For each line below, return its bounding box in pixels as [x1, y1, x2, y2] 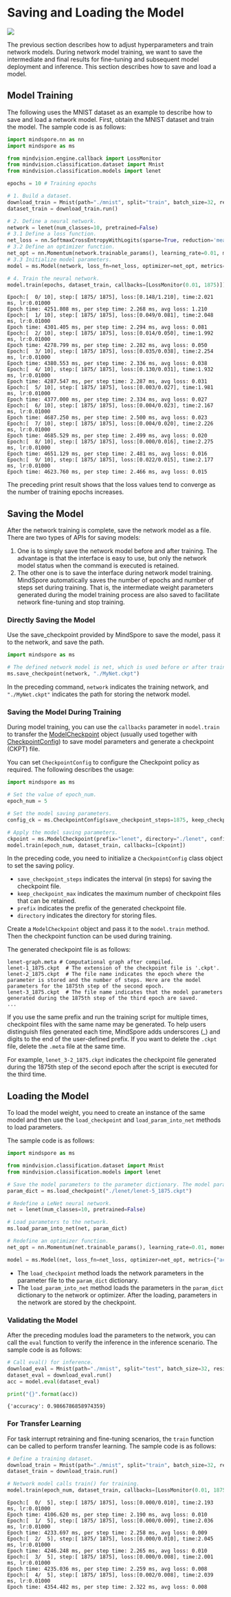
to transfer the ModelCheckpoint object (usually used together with [7, 730, 198, 738]
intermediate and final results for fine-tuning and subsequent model [7, 55, 199, 63]
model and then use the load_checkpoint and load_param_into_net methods [7, 1116, 221, 1124]
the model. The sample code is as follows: [7, 123, 126, 131]
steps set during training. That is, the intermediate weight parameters [16, 583, 214, 592]
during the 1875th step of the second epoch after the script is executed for [7, 1063, 219, 1072]
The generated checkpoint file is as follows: [7, 946, 131, 954]
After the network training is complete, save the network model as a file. [7, 526, 212, 534]
